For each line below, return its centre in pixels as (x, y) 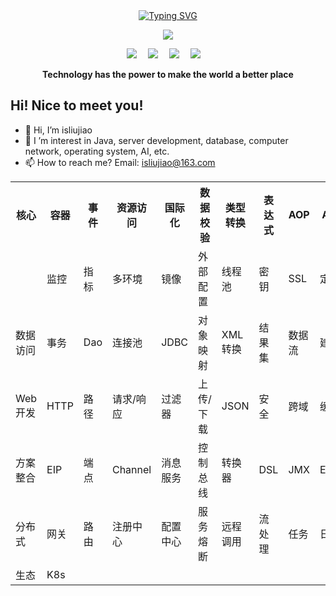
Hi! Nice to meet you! (77, 105)
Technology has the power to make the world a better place (168, 74)
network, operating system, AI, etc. (97, 151)
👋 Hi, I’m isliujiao (58, 130)
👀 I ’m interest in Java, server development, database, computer (156, 140)
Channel (131, 469)
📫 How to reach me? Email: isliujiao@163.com (120, 162)
